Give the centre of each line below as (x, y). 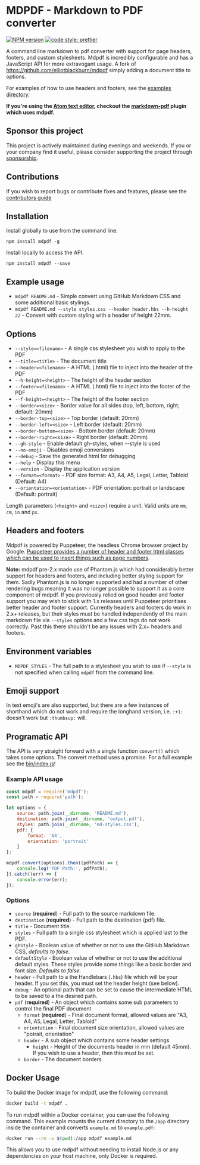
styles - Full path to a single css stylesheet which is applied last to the (101, 932)
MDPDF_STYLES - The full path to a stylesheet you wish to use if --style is (103, 666)
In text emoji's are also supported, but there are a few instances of (87, 705)
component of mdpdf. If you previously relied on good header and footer (95, 595)
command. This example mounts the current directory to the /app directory (98, 1121)
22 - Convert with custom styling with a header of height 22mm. (93, 315)
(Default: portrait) (36, 494)
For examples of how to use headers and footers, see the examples (89, 88)
